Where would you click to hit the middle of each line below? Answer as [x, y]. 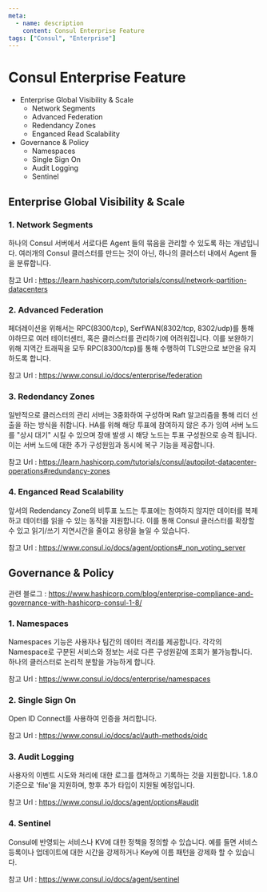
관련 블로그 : [28, 593]
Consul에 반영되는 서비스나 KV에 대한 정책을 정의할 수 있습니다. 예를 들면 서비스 [133, 842]
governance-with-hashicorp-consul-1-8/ [75, 603]
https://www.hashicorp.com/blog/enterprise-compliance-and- [151, 593]
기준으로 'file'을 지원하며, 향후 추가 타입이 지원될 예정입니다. [102, 785]
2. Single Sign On [42, 700]
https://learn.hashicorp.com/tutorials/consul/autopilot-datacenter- [148, 462]
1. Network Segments [51, 224]
